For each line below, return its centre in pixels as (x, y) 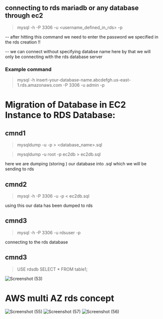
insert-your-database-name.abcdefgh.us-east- (83, 80)
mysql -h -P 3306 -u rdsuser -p (49, 232)
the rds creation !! (23, 42)
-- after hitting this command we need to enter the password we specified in (82, 37)
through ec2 (24, 16)
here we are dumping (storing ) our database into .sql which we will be (76, 164)
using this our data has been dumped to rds (49, 205)
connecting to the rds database (37, 242)
